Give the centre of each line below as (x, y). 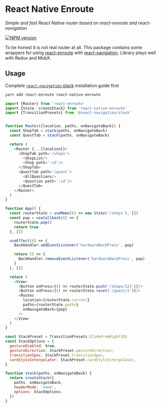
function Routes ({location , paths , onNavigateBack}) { (63, 126)
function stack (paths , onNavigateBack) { (49, 373)
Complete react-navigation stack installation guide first (62, 85)
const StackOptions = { (30, 341)
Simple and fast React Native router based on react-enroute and (71, 23)
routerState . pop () (33, 222)
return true (26, 227)
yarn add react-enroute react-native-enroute (53, 95)
